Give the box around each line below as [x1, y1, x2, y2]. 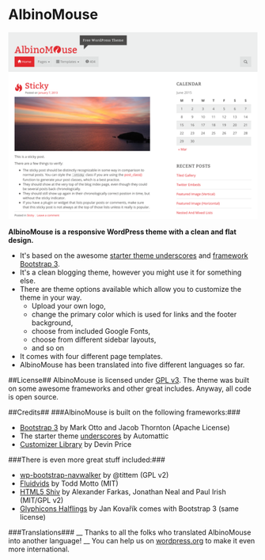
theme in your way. [19, 293, 82, 302]
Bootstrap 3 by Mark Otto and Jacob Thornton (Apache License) [19, 422, 231, 432]
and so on [31, 342, 65, 353]
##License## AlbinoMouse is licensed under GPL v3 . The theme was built [8, 375, 249, 384]
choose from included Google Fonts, [31, 326, 151, 335]
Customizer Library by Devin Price [19, 439, 132, 448]
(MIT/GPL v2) [19, 495, 64, 505]
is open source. [8, 392, 59, 401]
